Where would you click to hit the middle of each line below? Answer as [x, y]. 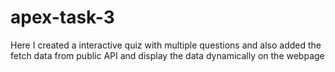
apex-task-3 [62, 17]
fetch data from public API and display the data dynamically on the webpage [167, 55]
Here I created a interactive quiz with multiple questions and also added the [166, 45]
